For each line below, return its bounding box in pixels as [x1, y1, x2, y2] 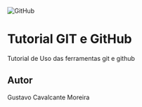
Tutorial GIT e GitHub [7, 31, 132, 47]
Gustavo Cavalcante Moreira [7, 93, 90, 101]
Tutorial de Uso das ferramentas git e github [7, 54, 136, 62]
